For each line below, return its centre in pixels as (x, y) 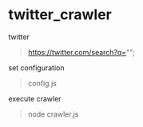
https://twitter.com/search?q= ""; (81, 52)
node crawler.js (53, 114)
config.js (42, 83)
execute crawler (35, 98)
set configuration (36, 67)
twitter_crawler (60, 15)
